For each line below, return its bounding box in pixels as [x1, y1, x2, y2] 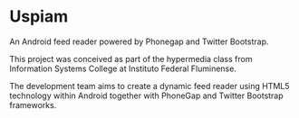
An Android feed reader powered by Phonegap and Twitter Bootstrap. [9, 36, 269, 47]
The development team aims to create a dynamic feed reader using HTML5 [9, 80, 290, 91]
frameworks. [9, 99, 57, 110]
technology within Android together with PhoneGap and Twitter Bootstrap [9, 90, 284, 101]
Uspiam [9, 6, 69, 27]
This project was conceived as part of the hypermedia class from [9, 53, 253, 64]
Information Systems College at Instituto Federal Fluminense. [9, 63, 237, 74]
